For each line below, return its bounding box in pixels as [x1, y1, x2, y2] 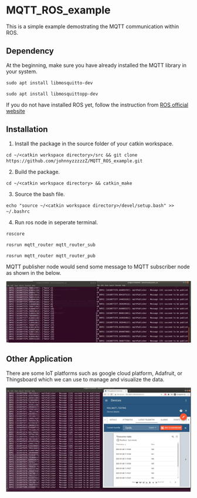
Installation [6, 124, 48, 135]
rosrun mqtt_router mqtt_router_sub [6, 241, 96, 248]
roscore [6, 231, 25, 237]
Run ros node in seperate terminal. [14, 219, 98, 226]
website [6, 107, 25, 114]
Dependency [6, 46, 54, 56]
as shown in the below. [6, 269, 62, 276]
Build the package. [14, 168, 60, 175]
